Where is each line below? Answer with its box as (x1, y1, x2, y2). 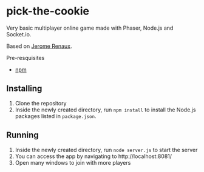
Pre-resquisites (6, 54, 45, 61)
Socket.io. (6, 30, 32, 38)
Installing (6, 84, 42, 94)
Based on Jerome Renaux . (6, 42, 72, 50)
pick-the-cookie (6, 4, 90, 18)
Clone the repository (15, 99, 67, 107)
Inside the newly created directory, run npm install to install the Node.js (15, 106, 196, 113)
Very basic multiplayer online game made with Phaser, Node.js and (6, 24, 174, 31)
